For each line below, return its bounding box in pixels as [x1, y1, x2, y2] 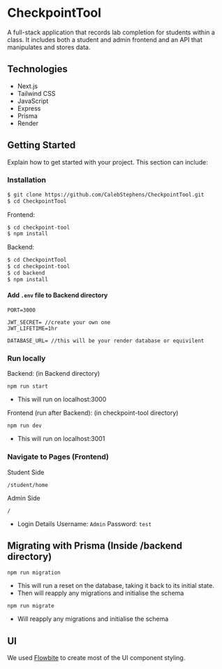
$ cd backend [7, 269, 45, 277]
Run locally [7, 353, 46, 363]
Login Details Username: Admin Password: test [17, 519, 152, 528]
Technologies [7, 63, 68, 75]
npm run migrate [7, 603, 54, 610]
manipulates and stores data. [7, 43, 91, 51]
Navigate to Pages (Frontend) [7, 452, 110, 462]
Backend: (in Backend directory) [7, 369, 100, 378]
